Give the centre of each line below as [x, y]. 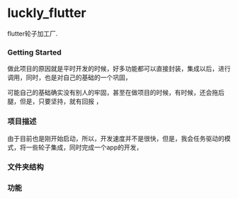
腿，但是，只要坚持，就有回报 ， [55, 101]
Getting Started [34, 52]
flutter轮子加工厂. [33, 33]
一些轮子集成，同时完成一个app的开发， [84, 147]
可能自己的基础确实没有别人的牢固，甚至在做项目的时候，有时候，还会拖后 [116, 93]
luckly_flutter [47, 13]
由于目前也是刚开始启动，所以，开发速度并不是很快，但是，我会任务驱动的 [116, 138]
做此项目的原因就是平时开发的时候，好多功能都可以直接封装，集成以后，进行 [119, 69]
